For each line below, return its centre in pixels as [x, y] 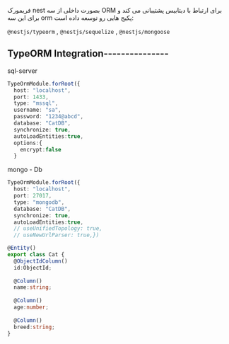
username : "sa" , [37, 110]
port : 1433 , [31, 97]
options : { [28, 143]
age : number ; [31, 307]
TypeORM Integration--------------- [88, 53]
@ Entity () [22, 248]
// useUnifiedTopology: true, [58, 229]
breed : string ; [34, 327]
